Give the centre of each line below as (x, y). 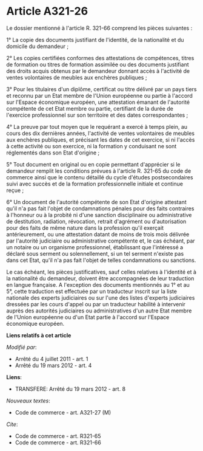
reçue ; (15, 190)
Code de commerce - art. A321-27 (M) (63, 412)
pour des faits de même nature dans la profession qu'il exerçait (85, 228)
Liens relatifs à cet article (39, 335)
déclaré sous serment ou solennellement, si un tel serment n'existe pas (95, 253)
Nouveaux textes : (28, 401)
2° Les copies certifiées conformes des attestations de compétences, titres (100, 58)
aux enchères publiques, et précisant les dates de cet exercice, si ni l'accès (101, 139)
